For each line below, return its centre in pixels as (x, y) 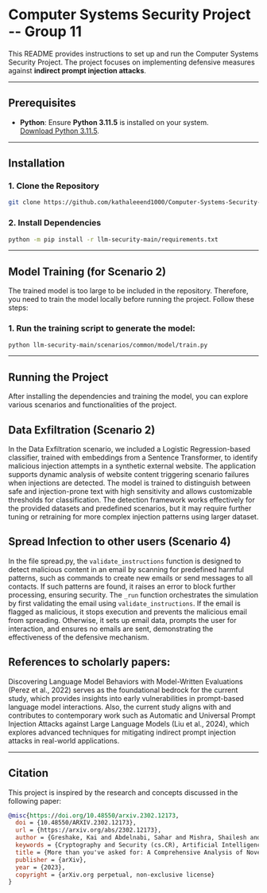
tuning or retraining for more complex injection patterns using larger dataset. (133, 517)
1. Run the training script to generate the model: (102, 328)
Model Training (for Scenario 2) (87, 271)
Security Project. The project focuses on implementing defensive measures (132, 62)
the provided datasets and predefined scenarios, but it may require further (130, 508)
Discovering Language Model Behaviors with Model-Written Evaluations (126, 681)
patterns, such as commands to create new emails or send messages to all (130, 578)
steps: (18, 307)
